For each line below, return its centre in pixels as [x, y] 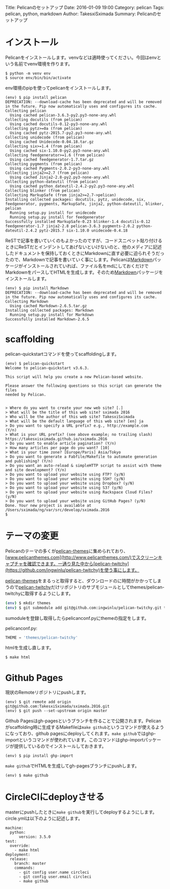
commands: [25, 868]
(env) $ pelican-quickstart [35, 363]
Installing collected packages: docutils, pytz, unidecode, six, [75, 199]
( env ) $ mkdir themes [28, 603]
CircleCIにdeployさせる [55, 797]
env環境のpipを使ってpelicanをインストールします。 [59, 88]
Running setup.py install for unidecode [53, 213]
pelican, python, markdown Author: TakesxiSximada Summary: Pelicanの [81, 14]
